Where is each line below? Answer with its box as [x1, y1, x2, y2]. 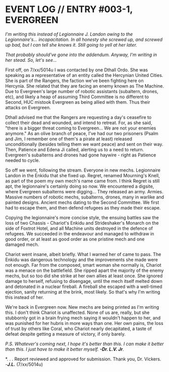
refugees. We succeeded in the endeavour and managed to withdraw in [5, 230, 154, 236]
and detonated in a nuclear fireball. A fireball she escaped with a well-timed [5, 283, 162, 290]
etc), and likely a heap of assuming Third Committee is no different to [5, 94, 149, 100]
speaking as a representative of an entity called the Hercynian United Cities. [5, 72, 163, 78]
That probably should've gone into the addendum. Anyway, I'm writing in [5, 52, 157, 58]
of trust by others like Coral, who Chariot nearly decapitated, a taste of [5, 325, 152, 332]
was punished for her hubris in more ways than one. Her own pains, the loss [5, 320, 163, 326]
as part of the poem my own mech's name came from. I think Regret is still [5, 178, 160, 184]
